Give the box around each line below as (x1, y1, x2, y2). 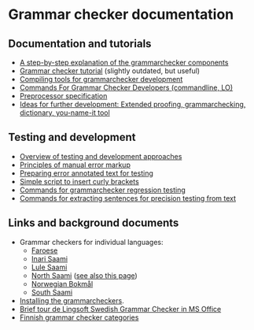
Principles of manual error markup (19, 160, 131, 169)
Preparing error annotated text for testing (19, 168, 153, 178)
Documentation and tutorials (8, 37, 152, 50)
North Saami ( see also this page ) (31, 270, 138, 280)
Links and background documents (8, 217, 179, 230)
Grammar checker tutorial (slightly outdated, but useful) (19, 66, 201, 76)
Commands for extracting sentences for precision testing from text (19, 193, 237, 202)
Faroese (31, 246, 58, 255)
